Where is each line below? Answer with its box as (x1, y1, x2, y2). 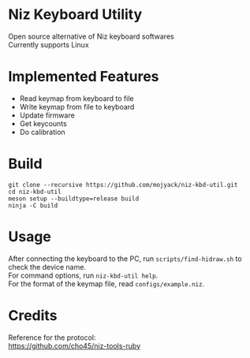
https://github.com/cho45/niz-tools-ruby (8, 341, 141, 350)
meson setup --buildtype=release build (8, 195, 140, 203)
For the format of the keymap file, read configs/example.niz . (8, 278, 205, 289)
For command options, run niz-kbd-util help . (8, 270, 159, 280)
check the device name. (8, 262, 87, 271)
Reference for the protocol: (8, 333, 96, 342)
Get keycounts (19, 118, 67, 128)
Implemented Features (8, 68, 159, 86)
